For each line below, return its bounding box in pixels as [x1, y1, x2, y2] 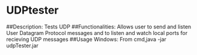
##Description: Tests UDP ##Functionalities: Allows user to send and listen [6, 23, 192, 30]
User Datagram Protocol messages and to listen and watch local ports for [6, 29, 188, 36]
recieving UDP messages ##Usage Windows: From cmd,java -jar [6, 35, 167, 43]
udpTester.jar [6, 42, 39, 49]
